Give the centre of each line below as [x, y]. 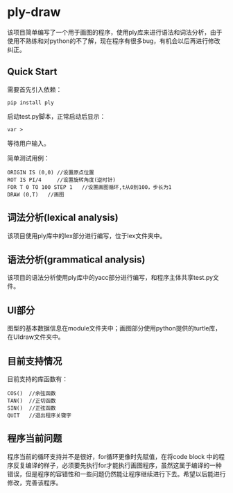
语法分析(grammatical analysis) [76, 259]
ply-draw [34, 12]
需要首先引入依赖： [35, 89]
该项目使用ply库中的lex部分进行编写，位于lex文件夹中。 [87, 235]
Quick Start [32, 72]
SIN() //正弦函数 [32, 408]
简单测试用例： [28, 158]
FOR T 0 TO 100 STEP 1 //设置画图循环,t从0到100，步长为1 [89, 187]
